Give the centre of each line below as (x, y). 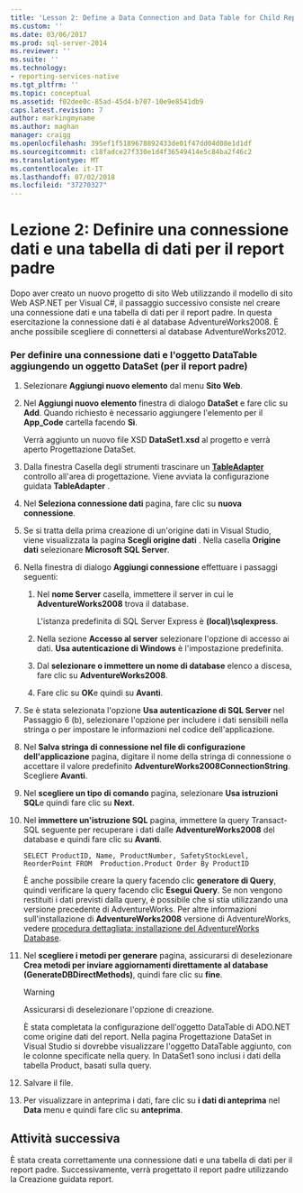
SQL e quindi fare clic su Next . (79, 803)
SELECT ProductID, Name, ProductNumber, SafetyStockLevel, (136, 856)
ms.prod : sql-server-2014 (58, 43)
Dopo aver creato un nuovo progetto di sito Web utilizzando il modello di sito (151, 293)
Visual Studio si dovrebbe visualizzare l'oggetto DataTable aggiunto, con (157, 1046)
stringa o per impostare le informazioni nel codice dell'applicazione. (149, 730)
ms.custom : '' (37, 26)
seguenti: (40, 577)
